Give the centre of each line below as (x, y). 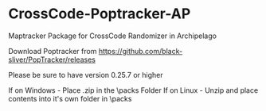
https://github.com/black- (141, 51)
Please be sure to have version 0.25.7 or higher (86, 75)
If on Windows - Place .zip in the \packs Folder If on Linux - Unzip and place (133, 90)
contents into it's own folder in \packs (70, 98)
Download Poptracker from (53, 51)
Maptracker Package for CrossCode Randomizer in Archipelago (113, 36)
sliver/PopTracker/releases (52, 59)
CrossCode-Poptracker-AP (100, 14)
